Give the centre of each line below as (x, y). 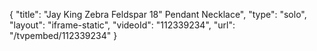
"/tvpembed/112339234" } (63, 35)
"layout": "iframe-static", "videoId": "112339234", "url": (122, 25)
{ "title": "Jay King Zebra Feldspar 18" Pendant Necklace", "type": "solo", (158, 14)
